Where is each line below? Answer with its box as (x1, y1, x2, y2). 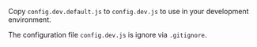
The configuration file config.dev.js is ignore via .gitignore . (8, 31, 207, 39)
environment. (8, 15, 51, 24)
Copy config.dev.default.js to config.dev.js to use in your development (8, 7, 249, 16)
